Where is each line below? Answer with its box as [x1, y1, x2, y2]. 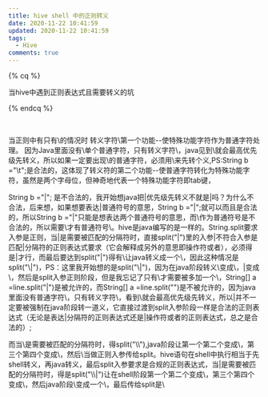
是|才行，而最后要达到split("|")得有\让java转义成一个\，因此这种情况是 [8, 253, 239, 262]
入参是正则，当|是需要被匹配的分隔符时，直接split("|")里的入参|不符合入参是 [8, 233, 258, 242]
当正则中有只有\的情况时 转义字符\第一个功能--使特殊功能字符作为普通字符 [8, 135, 254, 145]
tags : [8, 34, 26, 42]
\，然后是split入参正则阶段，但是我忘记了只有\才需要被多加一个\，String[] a [8, 273, 257, 282]
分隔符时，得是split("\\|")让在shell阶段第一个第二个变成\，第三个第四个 [22, 370, 255, 379]
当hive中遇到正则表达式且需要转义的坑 [8, 87, 134, 97]
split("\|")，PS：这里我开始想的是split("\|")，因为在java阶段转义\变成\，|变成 [8, 263, 260, 272]
